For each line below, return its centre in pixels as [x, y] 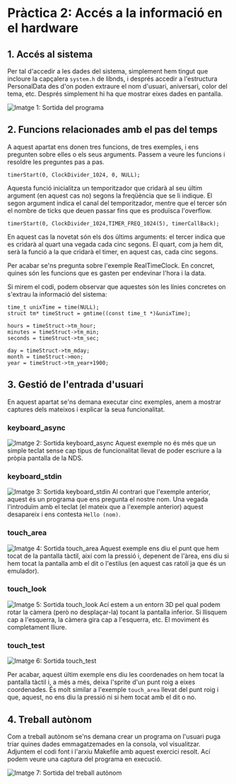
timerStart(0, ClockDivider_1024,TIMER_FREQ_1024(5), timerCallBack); [113, 223]
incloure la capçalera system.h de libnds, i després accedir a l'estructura [112, 79]
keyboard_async [36, 428]
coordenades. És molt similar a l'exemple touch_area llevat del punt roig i [113, 690]
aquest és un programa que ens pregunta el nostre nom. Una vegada [108, 499]
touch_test [26, 645]
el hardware [43, 28]
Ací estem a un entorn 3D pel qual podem [160, 604]
